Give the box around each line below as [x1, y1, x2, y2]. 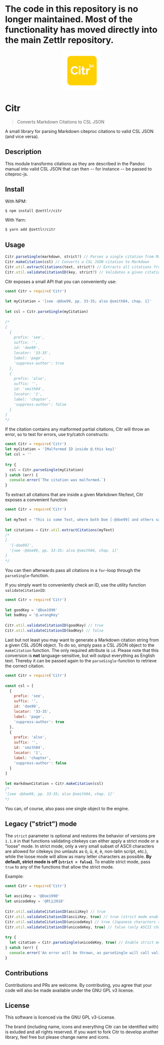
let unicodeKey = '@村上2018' [5, 899, 65, 904]
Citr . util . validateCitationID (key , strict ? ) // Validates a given [5, 270, 143, 275]
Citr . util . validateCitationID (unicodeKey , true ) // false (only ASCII [5, 925, 152, 930]
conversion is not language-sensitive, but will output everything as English [5, 653, 155, 658]
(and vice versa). [5, 133, 39, 139]
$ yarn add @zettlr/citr [5, 227, 56, 232]
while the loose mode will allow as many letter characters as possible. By [5, 853, 152, 859]
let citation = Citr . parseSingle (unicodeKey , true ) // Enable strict [9, 940, 154, 945]
